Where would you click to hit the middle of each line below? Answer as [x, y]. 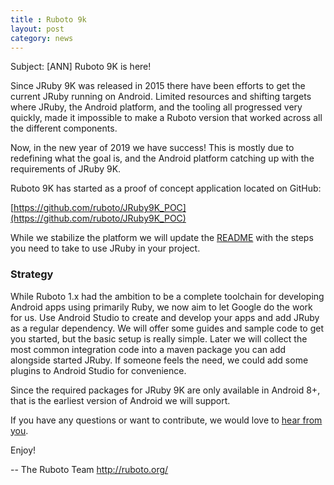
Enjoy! [23, 450]
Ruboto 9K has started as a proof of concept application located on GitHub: [166, 188]
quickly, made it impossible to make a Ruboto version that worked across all [166, 118]
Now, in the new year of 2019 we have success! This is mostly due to [152, 148]
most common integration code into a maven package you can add [148, 349]
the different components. [64, 128]
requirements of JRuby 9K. [66, 169]
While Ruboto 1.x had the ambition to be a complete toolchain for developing [167, 296]
